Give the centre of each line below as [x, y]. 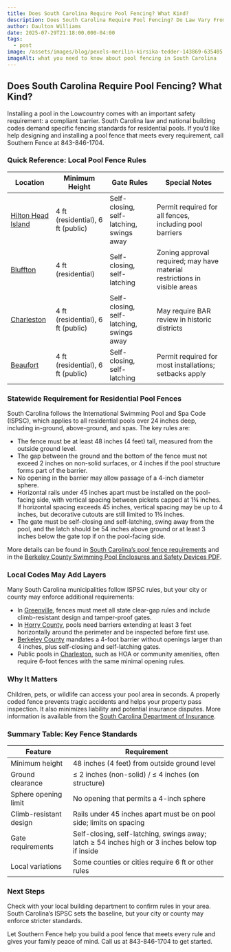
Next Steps [26, 891]
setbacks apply [181, 373]
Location [30, 182]
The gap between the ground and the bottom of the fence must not [112, 456]
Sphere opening [36, 795]
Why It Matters [33, 679]
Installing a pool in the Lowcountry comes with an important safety [101, 113]
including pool [179, 224]
